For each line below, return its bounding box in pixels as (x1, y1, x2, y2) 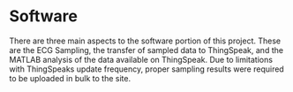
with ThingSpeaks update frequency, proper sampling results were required (9, 64, 284, 74)
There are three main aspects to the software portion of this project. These (9, 35, 281, 46)
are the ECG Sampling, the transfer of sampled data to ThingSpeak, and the (9, 44, 284, 55)
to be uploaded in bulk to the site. (9, 73, 131, 83)
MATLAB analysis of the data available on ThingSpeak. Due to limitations (9, 54, 274, 65)
